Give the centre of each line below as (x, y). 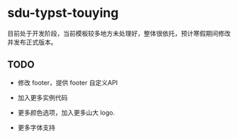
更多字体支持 (36, 127)
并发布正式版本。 (32, 42)
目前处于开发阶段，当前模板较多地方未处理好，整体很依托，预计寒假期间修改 (119, 33)
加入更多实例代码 (42, 97)
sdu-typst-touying (63, 13)
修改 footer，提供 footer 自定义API (68, 82)
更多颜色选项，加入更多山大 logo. (66, 112)
